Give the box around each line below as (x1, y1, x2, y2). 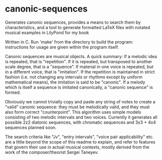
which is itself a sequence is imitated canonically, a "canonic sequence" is (5, 84, 153, 90)
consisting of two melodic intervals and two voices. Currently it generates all (5, 114, 158, 120)
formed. (5, 89, 21, 95)
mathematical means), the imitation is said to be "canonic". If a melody (5, 79, 146, 85)
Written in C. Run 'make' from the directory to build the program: (5, 39, 133, 44)
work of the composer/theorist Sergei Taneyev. (5, 149, 99, 155)
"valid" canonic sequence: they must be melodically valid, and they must (5, 104, 150, 110)
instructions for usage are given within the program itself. (5, 44, 119, 50)
